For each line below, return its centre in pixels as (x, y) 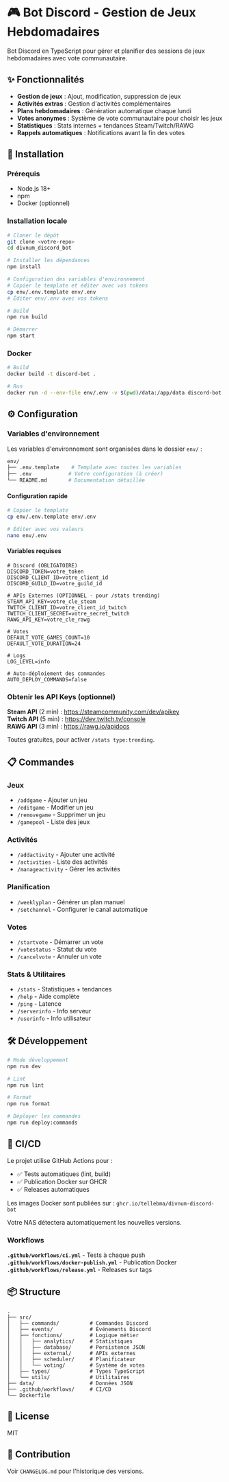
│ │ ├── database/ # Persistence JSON (76, 1347)
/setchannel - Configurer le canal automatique (82, 909)
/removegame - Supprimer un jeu (61, 814)
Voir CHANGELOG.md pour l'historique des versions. (76, 1471)
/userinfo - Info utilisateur (54, 1018)
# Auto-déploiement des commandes (56, 674)
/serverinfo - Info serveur (54, 1011)
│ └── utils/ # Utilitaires (68, 1377)
